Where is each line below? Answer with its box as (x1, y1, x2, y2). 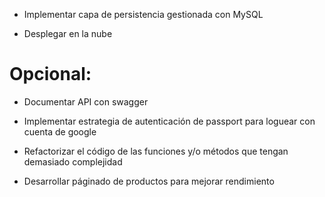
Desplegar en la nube (23, 28, 113, 39)
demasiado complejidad (23, 155, 123, 168)
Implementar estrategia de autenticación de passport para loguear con (23, 115, 316, 127)
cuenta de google (23, 125, 97, 138)
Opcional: (9, 63, 92, 86)
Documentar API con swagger (23, 95, 149, 108)
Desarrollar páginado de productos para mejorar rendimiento (23, 175, 275, 187)
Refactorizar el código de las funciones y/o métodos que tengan (23, 145, 289, 157)
